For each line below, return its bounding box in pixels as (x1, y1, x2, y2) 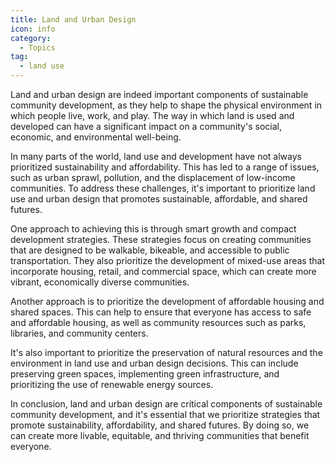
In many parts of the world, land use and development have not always (10, 151, 302, 162)
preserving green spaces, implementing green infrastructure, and (10, 368, 280, 380)
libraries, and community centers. (10, 327, 149, 339)
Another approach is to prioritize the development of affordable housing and (10, 296, 325, 307)
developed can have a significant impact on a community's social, (10, 121, 282, 132)
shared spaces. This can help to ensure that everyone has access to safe (10, 306, 312, 318)
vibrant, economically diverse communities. (10, 276, 190, 288)
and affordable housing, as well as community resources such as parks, (10, 317, 307, 328)
